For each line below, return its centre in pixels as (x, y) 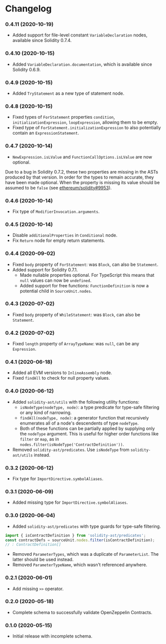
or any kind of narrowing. (46, 413)
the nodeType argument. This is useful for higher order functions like (89, 433)
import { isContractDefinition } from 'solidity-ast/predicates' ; (76, 535)
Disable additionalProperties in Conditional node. (65, 235)
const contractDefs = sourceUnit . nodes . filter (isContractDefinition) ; (80, 540)
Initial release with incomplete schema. (52, 636)
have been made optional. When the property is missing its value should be (83, 182)
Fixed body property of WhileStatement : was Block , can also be (76, 314)
